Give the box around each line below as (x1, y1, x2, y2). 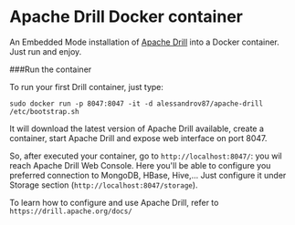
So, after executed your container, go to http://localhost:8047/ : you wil (9, 150, 282, 161)
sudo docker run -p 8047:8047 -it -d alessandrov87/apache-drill (9, 98, 263, 108)
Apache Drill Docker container (9, 6, 244, 27)
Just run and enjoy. (9, 46, 82, 56)
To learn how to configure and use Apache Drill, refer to (9, 197, 219, 208)
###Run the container (9, 64, 92, 75)
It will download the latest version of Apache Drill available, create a (9, 123, 265, 134)
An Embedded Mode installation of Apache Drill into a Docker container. (9, 36, 280, 47)
